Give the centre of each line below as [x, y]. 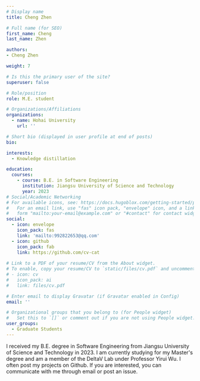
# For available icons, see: [42, 202]
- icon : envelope [33, 225]
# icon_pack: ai [29, 280]
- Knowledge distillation [44, 158]
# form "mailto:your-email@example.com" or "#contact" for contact [94, 214]
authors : [17, 50]
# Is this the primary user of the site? [58, 77]
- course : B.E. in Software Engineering [68, 180]
